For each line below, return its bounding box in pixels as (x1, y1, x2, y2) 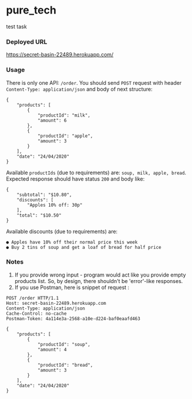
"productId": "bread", (37, 362, 93, 368)
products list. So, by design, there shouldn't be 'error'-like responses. (14, 277, 183, 284)
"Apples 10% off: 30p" (27, 202, 83, 208)
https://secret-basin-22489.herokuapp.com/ (6, 51, 114, 58)
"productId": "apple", (37, 133, 93, 139)
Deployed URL (6, 38, 48, 46)
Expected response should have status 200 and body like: (6, 175, 145, 182)
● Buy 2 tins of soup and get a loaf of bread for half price (6, 244, 161, 250)
